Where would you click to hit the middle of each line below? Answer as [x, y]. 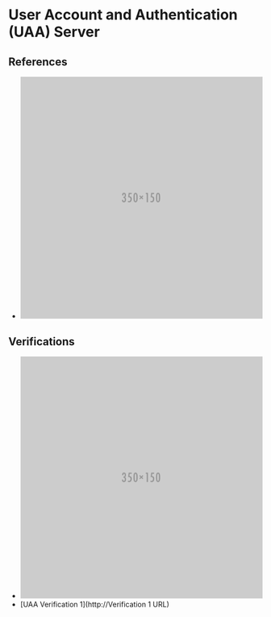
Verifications [42, 342]
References [38, 62]
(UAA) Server [54, 32]
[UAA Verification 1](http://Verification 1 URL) [94, 604]
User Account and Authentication [123, 15]
